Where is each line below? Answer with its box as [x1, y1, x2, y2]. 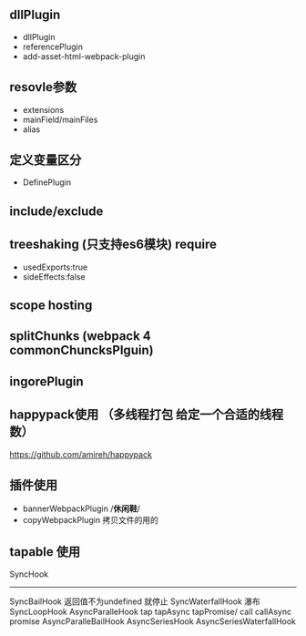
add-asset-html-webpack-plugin [22, 50, 146, 62]
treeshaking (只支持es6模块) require [9, 237, 217, 252]
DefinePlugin [22, 177, 71, 188]
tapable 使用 [9, 544, 81, 559]
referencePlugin [22, 41, 84, 52]
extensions [22, 104, 65, 115]
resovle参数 [9, 79, 77, 95]
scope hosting [9, 298, 93, 313]
